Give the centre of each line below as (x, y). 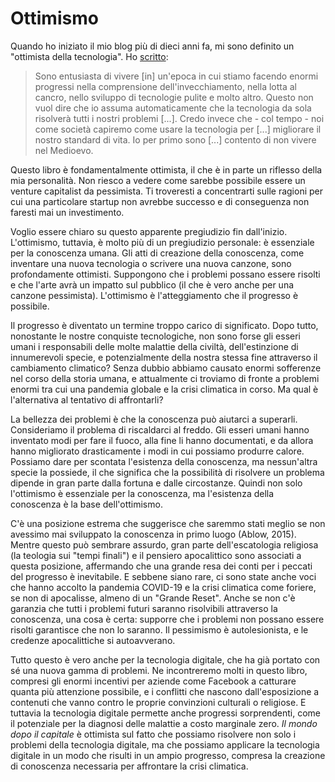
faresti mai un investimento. (67, 212)
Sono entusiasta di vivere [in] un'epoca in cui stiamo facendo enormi (176, 76)
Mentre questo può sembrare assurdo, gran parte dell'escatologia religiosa (164, 544)
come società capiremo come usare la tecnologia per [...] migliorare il (178, 129)
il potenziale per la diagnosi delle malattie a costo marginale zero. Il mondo (164, 723)
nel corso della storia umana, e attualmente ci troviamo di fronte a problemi (165, 378)
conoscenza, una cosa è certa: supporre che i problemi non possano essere (167, 619)
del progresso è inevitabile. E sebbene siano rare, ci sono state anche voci (163, 576)
